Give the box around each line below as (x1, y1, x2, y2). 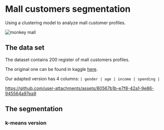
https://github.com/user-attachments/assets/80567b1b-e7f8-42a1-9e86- (5, 85, 154, 91)
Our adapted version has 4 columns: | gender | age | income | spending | (5, 75, 160, 82)
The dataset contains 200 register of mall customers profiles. (5, 57, 130, 63)
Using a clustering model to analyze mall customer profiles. (5, 20, 126, 26)
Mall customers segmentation (5, 3, 131, 15)
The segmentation (5, 105, 63, 113)
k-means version (5, 120, 47, 127)
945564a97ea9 (5, 90, 37, 97)
